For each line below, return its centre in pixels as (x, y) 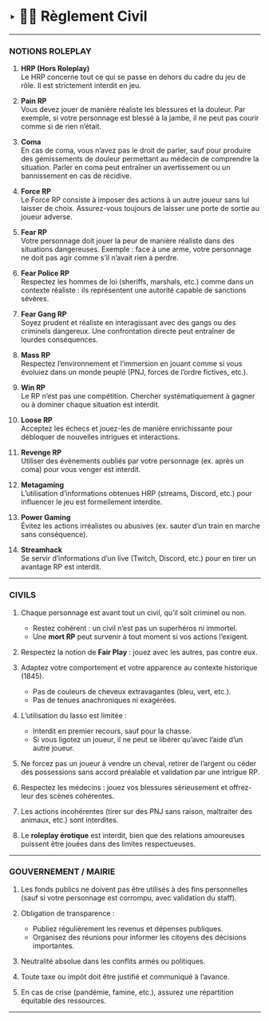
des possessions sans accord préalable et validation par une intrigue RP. (140, 772)
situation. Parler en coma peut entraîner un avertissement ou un (125, 168)
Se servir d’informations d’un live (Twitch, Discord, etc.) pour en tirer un (138, 558)
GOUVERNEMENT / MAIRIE (62, 872)
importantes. (53, 945)
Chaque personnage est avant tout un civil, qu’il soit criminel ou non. (133, 612)
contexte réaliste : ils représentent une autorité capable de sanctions (133, 290)
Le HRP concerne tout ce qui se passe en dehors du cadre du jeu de (133, 77)
